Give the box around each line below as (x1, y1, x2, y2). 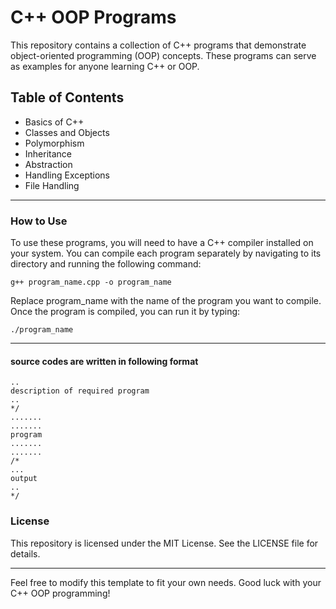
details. (10, 547, 41, 560)
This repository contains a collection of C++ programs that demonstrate (10, 39, 307, 51)
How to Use (10, 214, 68, 228)
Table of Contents (10, 89, 125, 106)
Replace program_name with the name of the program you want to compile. (10, 295, 322, 307)
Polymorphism (24, 137, 85, 149)
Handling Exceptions (24, 169, 110, 181)
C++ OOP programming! (10, 587, 111, 599)
